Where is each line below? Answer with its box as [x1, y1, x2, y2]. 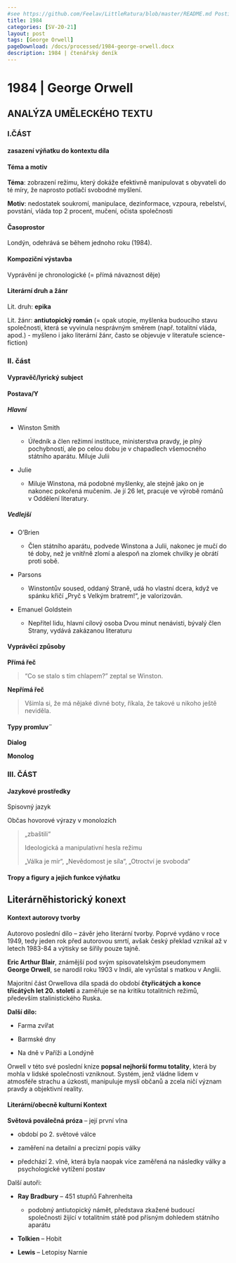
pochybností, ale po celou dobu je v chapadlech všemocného [27, 444, 206, 453]
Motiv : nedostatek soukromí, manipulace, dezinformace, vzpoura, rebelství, [7, 199, 227, 208]
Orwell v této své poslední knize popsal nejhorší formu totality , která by [7, 1062, 216, 1071]
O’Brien [17, 528, 40, 536]
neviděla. [24, 707, 51, 715]
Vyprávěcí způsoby [7, 642, 65, 651]
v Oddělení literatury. [27, 494, 89, 502]
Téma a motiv [7, 163, 48, 171]
